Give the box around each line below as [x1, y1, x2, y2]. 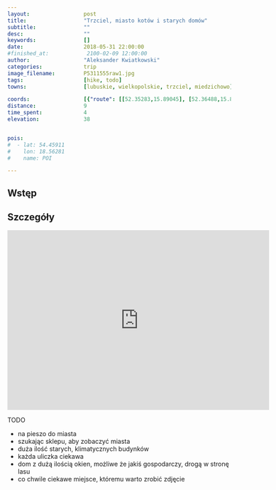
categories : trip [7, 63, 97, 70]
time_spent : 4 [7, 109, 87, 116]
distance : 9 [7, 102, 87, 110]
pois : [7, 134, 23, 142]
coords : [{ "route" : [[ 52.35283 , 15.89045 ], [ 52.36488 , [7, 96, 221, 103]
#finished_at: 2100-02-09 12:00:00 [7, 50, 148, 58]
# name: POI [7, 154, 53, 162]
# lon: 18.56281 [7, 148, 65, 155]
